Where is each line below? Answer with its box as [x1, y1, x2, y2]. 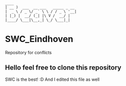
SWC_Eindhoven [5, 34, 74, 44]
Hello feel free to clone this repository [5, 64, 122, 72]
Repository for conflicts [5, 49, 52, 55]
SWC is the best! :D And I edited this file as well [5, 76, 100, 82]
